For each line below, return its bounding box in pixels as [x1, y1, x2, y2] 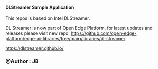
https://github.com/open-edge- [70, 30, 137, 36]
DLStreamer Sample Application [5, 4, 74, 10]
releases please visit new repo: [5, 30, 70, 36]
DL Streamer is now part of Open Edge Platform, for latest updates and [5, 25, 153, 31]
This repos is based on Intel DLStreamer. [5, 15, 90, 21]
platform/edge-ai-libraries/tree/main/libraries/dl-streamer [5, 36, 126, 42]
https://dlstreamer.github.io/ [5, 45, 64, 51]
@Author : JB [5, 58, 39, 65]
